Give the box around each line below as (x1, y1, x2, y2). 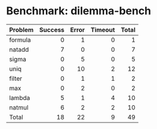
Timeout (90, 26, 115, 34)
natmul (9, 103, 29, 111)
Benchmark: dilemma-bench (6, 4, 152, 18)
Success (39, 26, 64, 34)
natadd (9, 45, 29, 54)
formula (9, 36, 31, 44)
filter (9, 74, 23, 83)
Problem (9, 26, 34, 34)
